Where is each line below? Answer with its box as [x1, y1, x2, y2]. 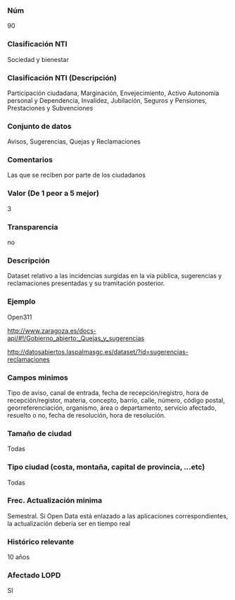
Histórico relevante [7, 537, 75, 546]
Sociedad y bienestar [7, 55, 69, 63]
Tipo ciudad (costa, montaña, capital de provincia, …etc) [7, 462, 205, 472]
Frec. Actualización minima [7, 496, 103, 506]
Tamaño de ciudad [7, 428, 72, 438]
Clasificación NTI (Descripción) [7, 73, 118, 82]
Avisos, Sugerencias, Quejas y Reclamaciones [7, 137, 141, 146]
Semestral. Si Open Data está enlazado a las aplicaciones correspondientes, [7, 511, 229, 520]
